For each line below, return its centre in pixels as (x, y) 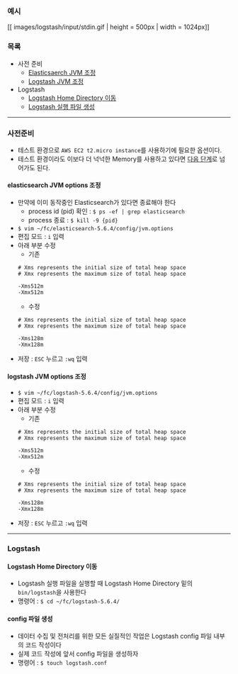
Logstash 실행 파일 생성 (62, 106)
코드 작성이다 (43, 645)
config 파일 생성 (30, 619)
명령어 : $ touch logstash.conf (62, 662)
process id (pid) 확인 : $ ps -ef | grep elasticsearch (107, 211)
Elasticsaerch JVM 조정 (62, 72)
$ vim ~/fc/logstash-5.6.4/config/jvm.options (87, 393)
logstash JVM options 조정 (47, 376)
